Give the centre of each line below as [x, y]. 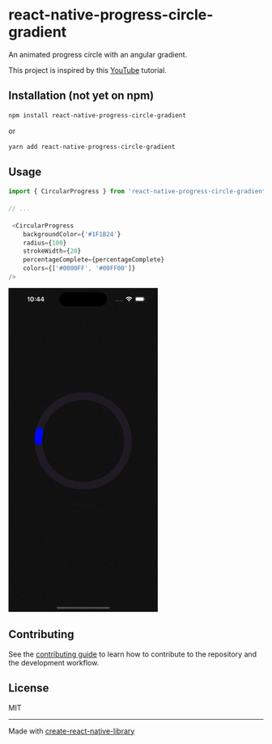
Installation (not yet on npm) [81, 96]
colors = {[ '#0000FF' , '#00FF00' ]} [79, 269]
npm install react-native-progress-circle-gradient [97, 115]
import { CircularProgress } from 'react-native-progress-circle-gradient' [139, 192]
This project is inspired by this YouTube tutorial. [88, 70]
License [29, 689]
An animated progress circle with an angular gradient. [98, 54]
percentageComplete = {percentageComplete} [93, 260]
